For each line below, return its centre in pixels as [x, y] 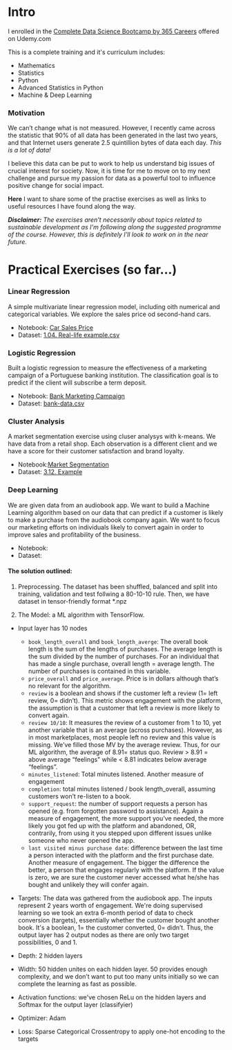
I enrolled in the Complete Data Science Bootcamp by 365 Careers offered [114, 31]
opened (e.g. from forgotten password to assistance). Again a [116, 811]
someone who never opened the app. [81, 840]
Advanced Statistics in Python [60, 87]
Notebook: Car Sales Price [56, 327]
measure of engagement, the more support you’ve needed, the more [126, 818]
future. [17, 242]
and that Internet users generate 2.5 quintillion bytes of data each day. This [115, 143]
